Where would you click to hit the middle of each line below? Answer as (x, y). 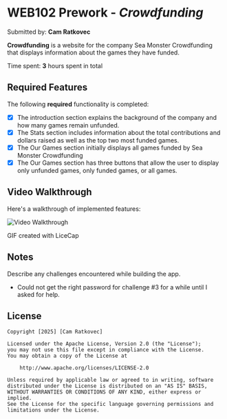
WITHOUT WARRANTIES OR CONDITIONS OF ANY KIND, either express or (104, 392)
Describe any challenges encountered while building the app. (94, 274)
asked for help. (38, 294)
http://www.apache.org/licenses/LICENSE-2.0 (84, 368)
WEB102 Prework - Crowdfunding (106, 13)
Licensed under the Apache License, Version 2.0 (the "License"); (104, 344)
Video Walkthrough (50, 192)
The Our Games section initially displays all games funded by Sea (110, 147)
